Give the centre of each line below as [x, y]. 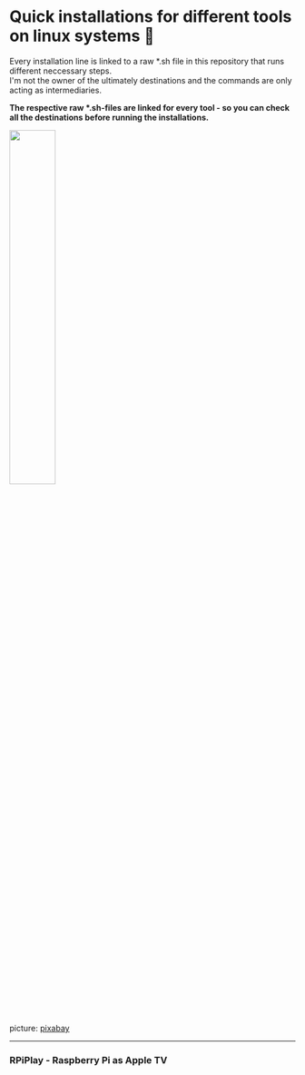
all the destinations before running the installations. [109, 117]
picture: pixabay [39, 1028]
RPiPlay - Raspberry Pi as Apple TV [89, 1060]
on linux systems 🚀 [82, 36]
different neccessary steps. [61, 71]
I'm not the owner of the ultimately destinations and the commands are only [151, 80]
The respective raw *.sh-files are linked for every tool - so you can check [150, 107]
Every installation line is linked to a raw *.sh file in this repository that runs [147, 61]
